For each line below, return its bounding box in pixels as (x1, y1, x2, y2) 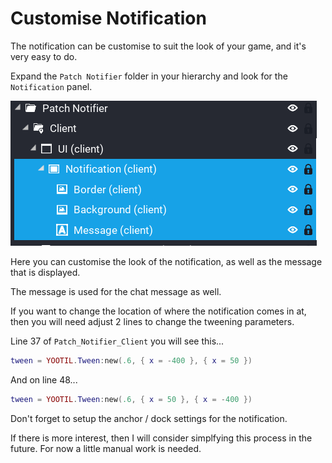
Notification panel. (10, 80, 93, 92)
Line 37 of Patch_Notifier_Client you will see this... (10, 335, 225, 347)
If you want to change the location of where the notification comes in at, (10, 305, 307, 317)
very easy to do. (10, 50, 78, 62)
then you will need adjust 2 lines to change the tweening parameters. (10, 315, 295, 327)
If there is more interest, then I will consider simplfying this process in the (10, 432, 313, 444)
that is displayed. (10, 266, 81, 278)
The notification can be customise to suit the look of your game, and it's (10, 40, 307, 52)
